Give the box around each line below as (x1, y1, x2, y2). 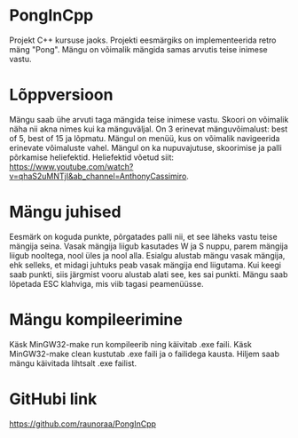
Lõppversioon (9, 85, 114, 105)
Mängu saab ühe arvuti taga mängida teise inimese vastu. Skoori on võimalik (9, 114, 289, 124)
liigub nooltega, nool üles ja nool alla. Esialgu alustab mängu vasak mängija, (9, 250, 286, 260)
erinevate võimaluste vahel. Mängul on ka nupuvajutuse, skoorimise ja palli (9, 142, 282, 153)
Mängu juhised (9, 202, 122, 222)
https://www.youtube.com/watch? (9, 161, 134, 171)
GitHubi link (9, 388, 98, 409)
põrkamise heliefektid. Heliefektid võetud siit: (9, 152, 175, 163)
